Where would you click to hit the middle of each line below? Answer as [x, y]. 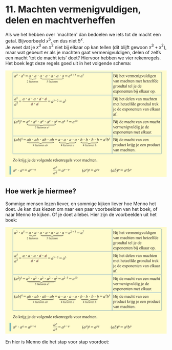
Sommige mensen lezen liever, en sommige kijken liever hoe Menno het [81, 204]
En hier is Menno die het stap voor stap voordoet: [57, 342]
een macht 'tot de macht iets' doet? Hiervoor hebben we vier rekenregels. [83, 58]
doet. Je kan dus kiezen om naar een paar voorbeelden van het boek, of [81, 209]
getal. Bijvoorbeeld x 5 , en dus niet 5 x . [45, 40]
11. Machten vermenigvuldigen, [73, 9]
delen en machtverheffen [60, 20]
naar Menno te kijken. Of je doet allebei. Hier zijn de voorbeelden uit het [81, 214]
